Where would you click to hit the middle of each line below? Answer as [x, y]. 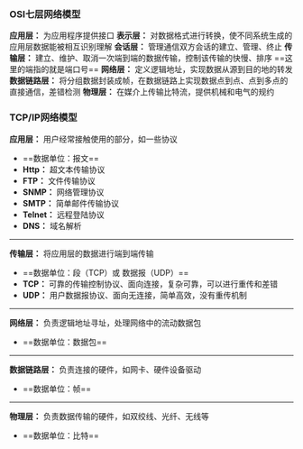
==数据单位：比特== [60, 435]
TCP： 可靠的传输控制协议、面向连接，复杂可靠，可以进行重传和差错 [150, 284]
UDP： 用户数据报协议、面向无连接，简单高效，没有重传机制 [135, 295]
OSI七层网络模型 [45, 14]
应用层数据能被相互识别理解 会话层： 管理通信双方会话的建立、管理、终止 [146, 47]
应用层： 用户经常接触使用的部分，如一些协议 [93, 139]
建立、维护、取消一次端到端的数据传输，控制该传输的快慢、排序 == [160, 58]
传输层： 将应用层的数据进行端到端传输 [82, 253]
